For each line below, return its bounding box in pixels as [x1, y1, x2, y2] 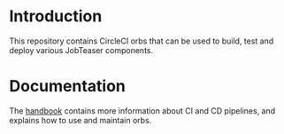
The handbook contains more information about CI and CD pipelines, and [9, 105, 276, 116]
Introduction [9, 6, 103, 27]
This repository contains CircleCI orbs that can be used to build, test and [9, 35, 274, 46]
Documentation [9, 76, 127, 97]
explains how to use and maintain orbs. [9, 114, 152, 125]
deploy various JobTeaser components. [9, 44, 154, 55]
